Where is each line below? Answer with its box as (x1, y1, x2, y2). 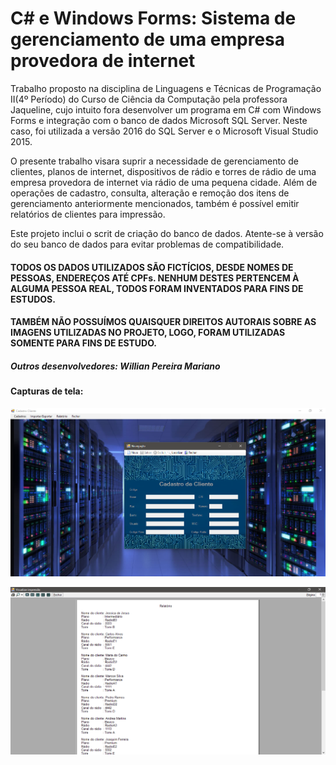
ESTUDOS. (10, 293, 56, 305)
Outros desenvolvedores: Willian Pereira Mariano (10, 360, 221, 372)
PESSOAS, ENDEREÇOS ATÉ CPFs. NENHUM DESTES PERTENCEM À (10, 272, 300, 284)
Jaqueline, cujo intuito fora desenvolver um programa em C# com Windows (10, 103, 322, 116)
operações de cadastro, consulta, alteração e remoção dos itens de (10, 187, 290, 199)
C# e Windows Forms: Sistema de (10, 7, 297, 30)
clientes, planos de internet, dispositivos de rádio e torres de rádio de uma (10, 165, 317, 177)
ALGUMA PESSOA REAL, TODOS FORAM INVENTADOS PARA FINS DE (10, 282, 304, 294)
